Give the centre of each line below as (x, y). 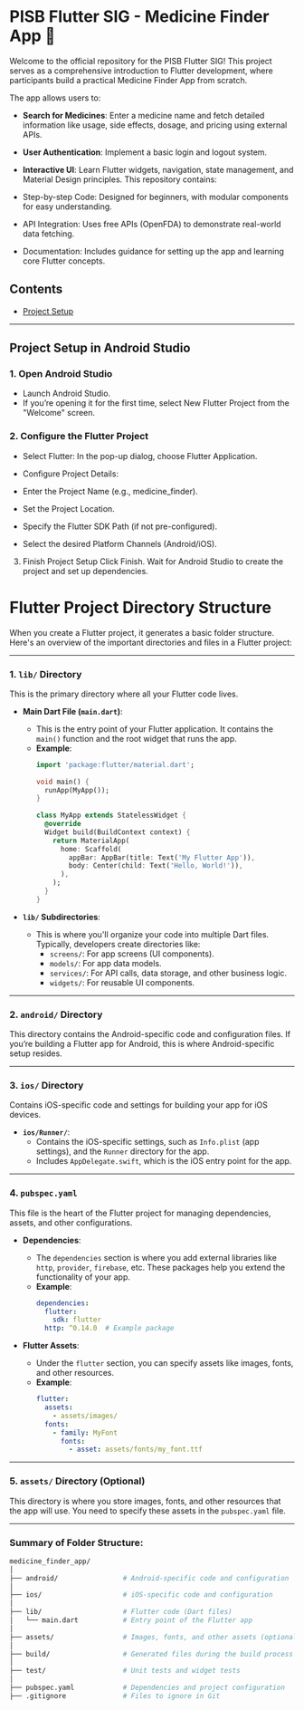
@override (62, 824)
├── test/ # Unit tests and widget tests (125, 1671)
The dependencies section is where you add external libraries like (157, 1257)
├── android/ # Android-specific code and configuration (149, 1578)
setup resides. (36, 1053)
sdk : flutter (77, 1320)
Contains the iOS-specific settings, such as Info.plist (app (147, 1142)
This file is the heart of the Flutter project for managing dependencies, (140, 1213)
